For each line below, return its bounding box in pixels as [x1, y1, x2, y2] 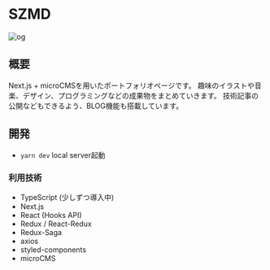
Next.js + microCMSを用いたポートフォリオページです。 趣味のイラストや [8, 81, 255, 90]
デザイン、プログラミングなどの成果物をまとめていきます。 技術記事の [22, 90, 259, 100]
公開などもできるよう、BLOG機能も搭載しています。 [8, 101, 184, 111]
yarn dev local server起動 [20, 150, 106, 159]
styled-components [20, 245, 87, 255]
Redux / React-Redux [20, 219, 92, 229]
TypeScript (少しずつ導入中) [20, 192, 115, 202]
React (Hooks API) [20, 210, 83, 220]
